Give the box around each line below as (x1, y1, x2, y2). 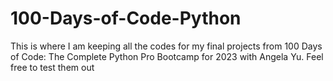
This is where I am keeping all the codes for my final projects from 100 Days (10, 40, 323, 52)
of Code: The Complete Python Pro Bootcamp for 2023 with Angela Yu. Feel (10, 50, 324, 62)
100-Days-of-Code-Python (10, 7, 242, 30)
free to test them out (10, 61, 95, 73)
